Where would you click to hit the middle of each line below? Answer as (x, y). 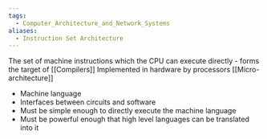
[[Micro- (246, 70)
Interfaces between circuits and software (88, 102)
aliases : (23, 31)
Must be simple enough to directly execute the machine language (128, 111)
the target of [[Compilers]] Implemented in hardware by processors (119, 70)
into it (29, 128)
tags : (17, 16)
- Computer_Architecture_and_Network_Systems (93, 23)
